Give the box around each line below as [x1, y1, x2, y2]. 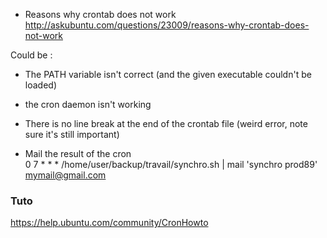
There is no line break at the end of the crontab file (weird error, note [24, 118, 308, 129]
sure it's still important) [24, 129, 120, 140]
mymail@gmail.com [24, 169, 107, 181]
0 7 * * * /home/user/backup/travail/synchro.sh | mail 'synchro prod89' [24, 159, 318, 170]
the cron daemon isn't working [24, 99, 152, 110]
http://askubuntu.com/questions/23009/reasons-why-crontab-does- [24, 19, 310, 31]
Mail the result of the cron [24, 148, 132, 159]
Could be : [10, 49, 53, 61]
